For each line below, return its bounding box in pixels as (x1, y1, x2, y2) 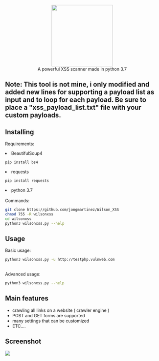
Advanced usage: (5, 271, 41, 277)
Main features (5, 294, 49, 302)
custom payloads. (5, 111, 61, 120)
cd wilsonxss (5, 216, 32, 221)
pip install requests (5, 179, 49, 183)
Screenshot (5, 337, 42, 346)
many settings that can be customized (12, 318, 90, 324)
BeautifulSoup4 (11, 150, 43, 156)
